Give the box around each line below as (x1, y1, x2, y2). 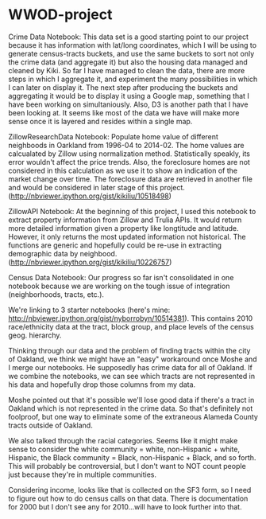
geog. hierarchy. (8, 330, 62, 340)
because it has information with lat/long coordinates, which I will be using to (8, 40, 256, 49)
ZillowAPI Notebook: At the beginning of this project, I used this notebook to (8, 206, 256, 216)
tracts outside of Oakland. (8, 420, 93, 430)
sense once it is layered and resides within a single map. (8, 116, 193, 126)
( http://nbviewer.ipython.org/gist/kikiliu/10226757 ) (8, 257, 172, 267)
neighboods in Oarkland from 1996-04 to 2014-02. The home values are (8, 140, 245, 150)
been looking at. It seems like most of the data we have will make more (8, 107, 240, 117)
